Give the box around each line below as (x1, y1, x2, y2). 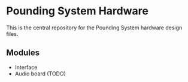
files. (6, 30, 19, 37)
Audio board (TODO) (14, 70, 66, 77)
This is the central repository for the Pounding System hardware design (6, 24, 183, 31)
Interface (14, 63, 38, 71)
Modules (6, 48, 40, 58)
